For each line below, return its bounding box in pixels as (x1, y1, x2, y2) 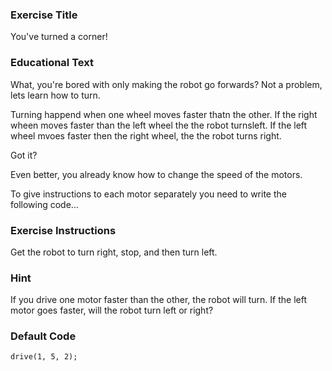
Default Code (10, 329, 77, 343)
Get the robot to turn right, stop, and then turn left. (10, 246, 218, 258)
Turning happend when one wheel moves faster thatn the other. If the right (10, 108, 318, 120)
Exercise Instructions (10, 223, 117, 237)
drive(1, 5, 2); (10, 352, 78, 362)
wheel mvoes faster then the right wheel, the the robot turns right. (10, 129, 282, 142)
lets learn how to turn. (10, 89, 101, 101)
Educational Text (10, 56, 94, 70)
